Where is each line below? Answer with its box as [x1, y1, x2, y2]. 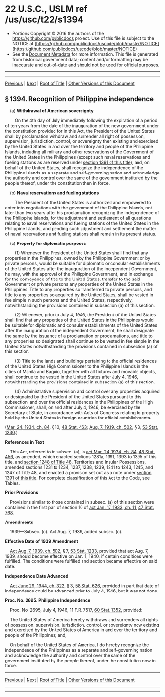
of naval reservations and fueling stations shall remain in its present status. [5, 231, 157, 237]
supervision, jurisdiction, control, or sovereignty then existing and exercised [5, 138, 159, 144]
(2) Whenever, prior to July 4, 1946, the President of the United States [14, 312, 156, 317]
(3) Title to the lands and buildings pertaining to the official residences [14, 358, 157, 364]
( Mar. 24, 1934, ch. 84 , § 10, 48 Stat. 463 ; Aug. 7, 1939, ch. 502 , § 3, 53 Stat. [5, 424, 159, 430]
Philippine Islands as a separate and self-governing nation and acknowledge [5, 170, 160, 175]
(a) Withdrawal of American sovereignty [9, 107, 94, 114]
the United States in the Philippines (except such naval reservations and [5, 154, 151, 160]
